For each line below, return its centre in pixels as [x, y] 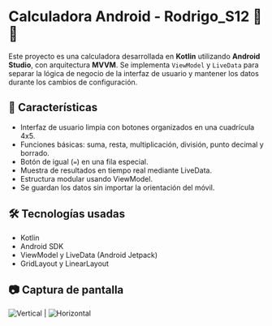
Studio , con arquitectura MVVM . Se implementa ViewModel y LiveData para [134, 65]
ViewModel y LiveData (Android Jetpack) [89, 255]
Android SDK [42, 246]
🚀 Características [53, 107]
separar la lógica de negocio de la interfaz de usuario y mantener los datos [134, 73]
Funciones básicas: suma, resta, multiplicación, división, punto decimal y [142, 144]
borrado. [35, 152]
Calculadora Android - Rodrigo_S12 [129, 17]
